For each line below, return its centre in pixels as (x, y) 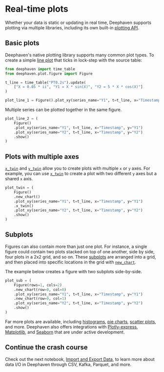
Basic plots (22, 43)
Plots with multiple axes (42, 157)
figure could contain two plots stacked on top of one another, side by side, (80, 252)
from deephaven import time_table (40, 69)
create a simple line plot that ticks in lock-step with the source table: (74, 60)
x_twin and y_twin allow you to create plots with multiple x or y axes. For (78, 168)
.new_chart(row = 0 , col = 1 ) (40, 299)
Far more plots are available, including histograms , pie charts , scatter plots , (81, 322)
